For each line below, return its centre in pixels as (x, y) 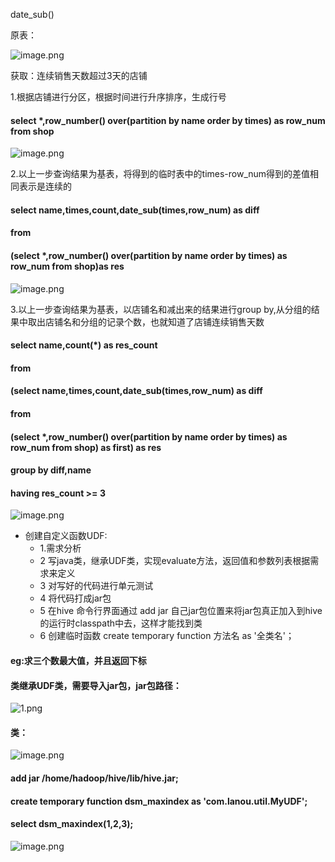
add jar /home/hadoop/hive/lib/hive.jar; (94, 778)
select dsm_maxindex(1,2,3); (72, 824)
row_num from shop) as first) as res (86, 447)
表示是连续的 (45, 186)
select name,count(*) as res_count (84, 345)
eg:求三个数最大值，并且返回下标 (78, 660)
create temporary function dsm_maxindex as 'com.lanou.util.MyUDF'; (159, 801)
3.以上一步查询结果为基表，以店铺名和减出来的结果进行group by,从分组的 (161, 309)
